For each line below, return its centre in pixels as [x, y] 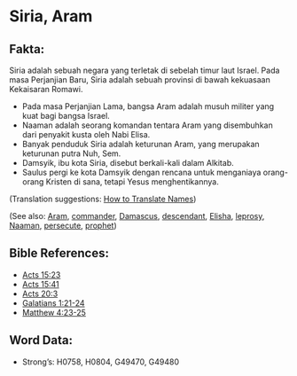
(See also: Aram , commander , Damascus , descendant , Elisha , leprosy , [137, 216]
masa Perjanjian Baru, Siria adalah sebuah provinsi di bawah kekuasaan [140, 80]
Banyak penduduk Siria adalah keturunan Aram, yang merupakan [141, 144]
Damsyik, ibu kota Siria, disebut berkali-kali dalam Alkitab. [128, 163]
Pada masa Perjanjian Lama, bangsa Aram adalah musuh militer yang [148, 106]
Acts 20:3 [40, 294]
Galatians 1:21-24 [54, 302]
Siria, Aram [51, 16]
